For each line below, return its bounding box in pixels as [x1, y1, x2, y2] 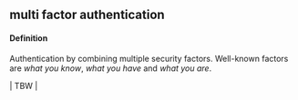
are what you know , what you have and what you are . [9, 63, 212, 74]
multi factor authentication [9, 7, 166, 23]
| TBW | [9, 80, 38, 91]
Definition [9, 32, 48, 44]
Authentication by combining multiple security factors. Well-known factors [9, 53, 289, 64]
